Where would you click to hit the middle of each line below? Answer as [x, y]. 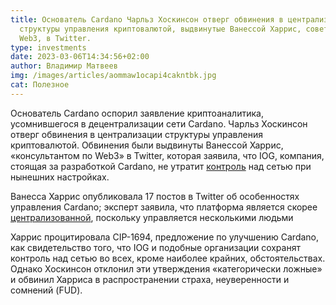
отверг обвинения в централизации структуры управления [136, 134]
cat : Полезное [40, 85]
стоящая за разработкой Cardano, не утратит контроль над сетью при [161, 166]
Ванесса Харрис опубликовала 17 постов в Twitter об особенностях [155, 196]
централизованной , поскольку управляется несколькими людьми [152, 217]
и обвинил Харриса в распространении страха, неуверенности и [150, 279]
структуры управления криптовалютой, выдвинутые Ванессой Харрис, [160, 29]
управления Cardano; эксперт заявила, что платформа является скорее [164, 207]
